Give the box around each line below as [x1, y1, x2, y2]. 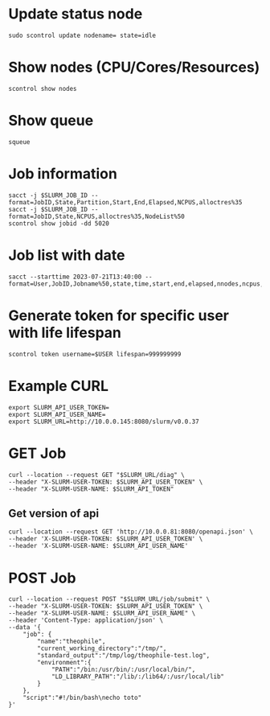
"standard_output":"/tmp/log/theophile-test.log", [37, 652, 211, 660]
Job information [8, 165, 118, 183]
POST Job [8, 569, 76, 587]
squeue [8, 138, 31, 146]
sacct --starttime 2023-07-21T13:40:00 [8, 273, 142, 281]
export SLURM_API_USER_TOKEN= [8, 403, 110, 411]
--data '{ [8, 623, 42, 632]
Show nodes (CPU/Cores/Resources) [8, 58, 260, 76]
